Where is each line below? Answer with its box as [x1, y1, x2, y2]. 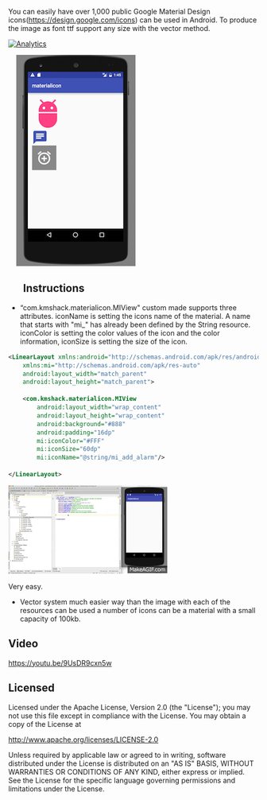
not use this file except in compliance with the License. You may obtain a [8, 711, 246, 720]
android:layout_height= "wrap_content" [37, 411, 165, 420]
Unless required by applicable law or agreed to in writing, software [8, 750, 226, 759]
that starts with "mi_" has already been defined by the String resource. [19, 320, 251, 329]
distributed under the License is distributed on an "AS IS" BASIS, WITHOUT [8, 759, 254, 768]
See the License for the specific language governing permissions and [8, 775, 236, 785]
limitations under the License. [8, 783, 105, 794]
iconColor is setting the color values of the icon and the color [19, 328, 220, 337]
